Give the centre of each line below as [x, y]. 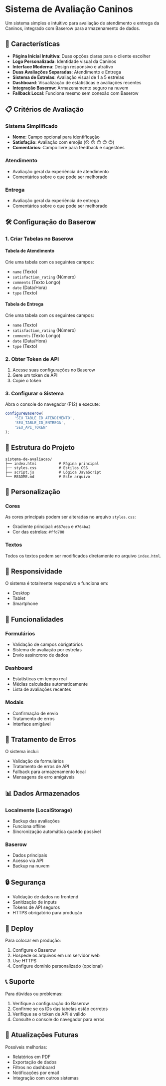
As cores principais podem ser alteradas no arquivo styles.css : [71, 517]
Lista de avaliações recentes [42, 689]
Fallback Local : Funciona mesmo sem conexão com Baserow [75, 93]
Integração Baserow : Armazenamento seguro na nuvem [70, 88]
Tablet [19, 598]
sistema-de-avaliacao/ [29, 459]
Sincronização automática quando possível [57, 831]
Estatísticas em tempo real [40, 679]
